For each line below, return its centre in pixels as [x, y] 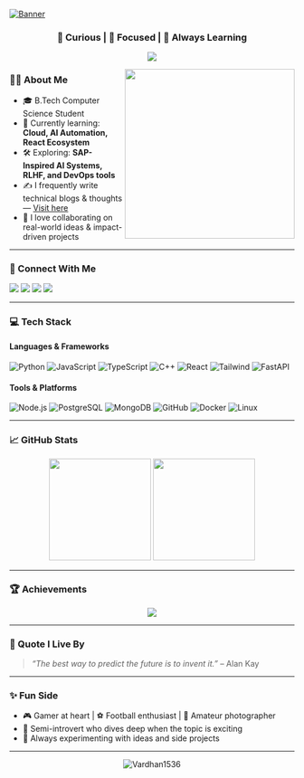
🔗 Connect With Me [53, 269]
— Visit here [45, 207]
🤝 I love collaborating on [67, 217]
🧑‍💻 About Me [38, 80]
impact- [108, 227]
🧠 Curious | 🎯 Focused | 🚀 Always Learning [152, 37]
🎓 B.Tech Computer [61, 100]
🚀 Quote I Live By [47, 644]
